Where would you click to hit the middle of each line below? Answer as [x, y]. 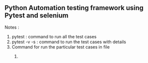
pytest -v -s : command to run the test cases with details [69, 42]
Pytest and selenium [37, 16]
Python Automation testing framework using [74, 8]
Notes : [12, 27]
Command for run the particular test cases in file [61, 47]
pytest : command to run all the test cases [54, 36]
